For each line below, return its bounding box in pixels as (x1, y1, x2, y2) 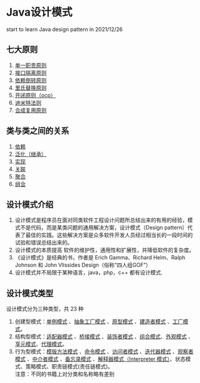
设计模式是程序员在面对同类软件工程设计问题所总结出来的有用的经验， (14, 216, 188, 224)
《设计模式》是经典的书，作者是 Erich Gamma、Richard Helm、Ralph (14, 254, 186, 261)
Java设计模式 (6, 5, 73, 19)
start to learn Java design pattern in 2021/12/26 (6, 25, 123, 33)
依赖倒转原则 (14, 76, 47, 84)
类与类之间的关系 (6, 126, 69, 136)
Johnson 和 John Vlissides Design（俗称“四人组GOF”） (14, 261, 151, 269)
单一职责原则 (14, 61, 47, 69)
